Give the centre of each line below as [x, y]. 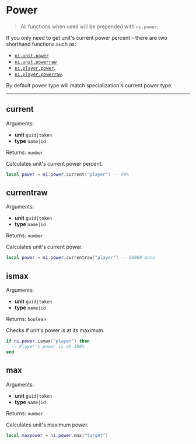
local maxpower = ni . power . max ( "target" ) [57, 435]
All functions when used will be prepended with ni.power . [89, 26]
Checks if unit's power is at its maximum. [55, 330]
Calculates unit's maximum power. [47, 425]
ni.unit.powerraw [36, 62]
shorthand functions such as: [41, 44]
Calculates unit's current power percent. [55, 163]
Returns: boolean [26, 319]
